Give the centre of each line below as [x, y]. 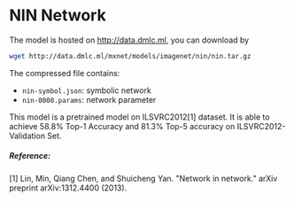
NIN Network [58, 16]
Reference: [30, 156]
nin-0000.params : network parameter [89, 99]
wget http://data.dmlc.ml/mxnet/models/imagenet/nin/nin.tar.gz [130, 56]
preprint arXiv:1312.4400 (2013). [68, 188]
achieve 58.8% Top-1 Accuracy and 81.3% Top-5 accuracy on [122, 126]
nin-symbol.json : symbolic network [87, 90]
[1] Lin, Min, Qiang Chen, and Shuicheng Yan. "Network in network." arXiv [143, 178]
